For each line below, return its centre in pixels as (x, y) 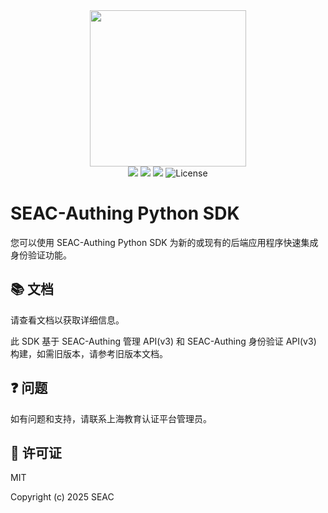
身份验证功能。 (41, 255)
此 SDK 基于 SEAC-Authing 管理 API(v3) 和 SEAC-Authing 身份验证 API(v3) (163, 341)
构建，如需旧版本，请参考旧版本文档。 (89, 353)
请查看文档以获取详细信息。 (67, 320)
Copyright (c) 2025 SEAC (62, 497)
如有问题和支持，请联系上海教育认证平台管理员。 (111, 418)
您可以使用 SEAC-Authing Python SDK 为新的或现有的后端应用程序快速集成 (164, 242)
